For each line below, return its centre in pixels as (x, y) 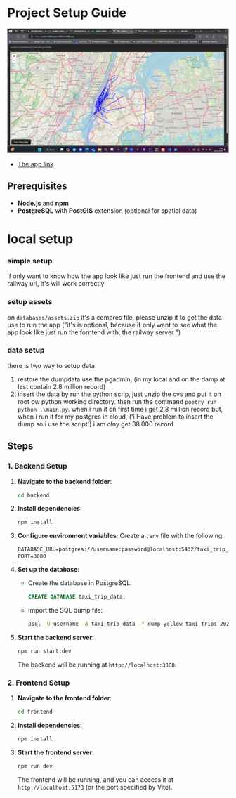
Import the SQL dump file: (65, 610)
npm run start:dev (44, 651)
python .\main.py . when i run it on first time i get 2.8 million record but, (120, 409)
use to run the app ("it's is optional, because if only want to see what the (112, 325)
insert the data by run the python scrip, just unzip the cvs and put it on (119, 394)
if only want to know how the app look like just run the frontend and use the (117, 276)
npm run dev (35, 766)
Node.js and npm (43, 203)
